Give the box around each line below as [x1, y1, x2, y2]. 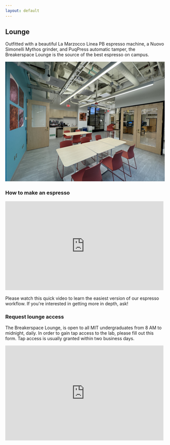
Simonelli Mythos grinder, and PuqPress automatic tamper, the [5, 46, 136, 53]
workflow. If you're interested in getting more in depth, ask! [5, 300, 129, 306]
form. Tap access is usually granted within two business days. [5, 336, 135, 342]
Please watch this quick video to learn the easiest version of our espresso [5, 295, 159, 301]
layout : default [5, 8, 39, 13]
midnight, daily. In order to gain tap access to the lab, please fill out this [5, 330, 154, 336]
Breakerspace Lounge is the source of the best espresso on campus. [5, 52, 149, 58]
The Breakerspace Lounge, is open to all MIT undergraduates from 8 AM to [5, 325, 162, 331]
